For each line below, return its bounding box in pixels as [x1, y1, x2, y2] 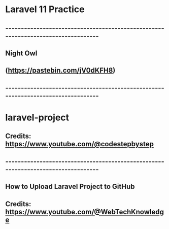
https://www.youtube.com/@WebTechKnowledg [5, 207, 164, 216]
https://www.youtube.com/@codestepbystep [5, 140, 154, 148]
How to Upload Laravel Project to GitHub [5, 182, 136, 191]
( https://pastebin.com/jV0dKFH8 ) [5, 66, 116, 75]
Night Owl [5, 49, 38, 57]
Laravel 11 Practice [5, 4, 85, 15]
